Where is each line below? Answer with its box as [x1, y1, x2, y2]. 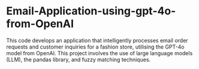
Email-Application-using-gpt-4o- [6, 4, 176, 18]
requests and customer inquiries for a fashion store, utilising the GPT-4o [6, 43, 185, 50]
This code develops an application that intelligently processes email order [6, 37, 188, 44]
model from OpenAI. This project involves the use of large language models [6, 49, 193, 56]
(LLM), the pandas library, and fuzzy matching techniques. [6, 56, 151, 63]
